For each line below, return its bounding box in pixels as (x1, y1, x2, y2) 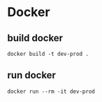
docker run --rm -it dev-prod (7, 88, 96, 95)
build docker (7, 32, 64, 44)
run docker (7, 69, 56, 81)
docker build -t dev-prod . (7, 50, 89, 57)
